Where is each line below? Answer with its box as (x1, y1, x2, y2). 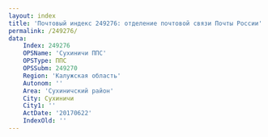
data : (8, 34, 27, 43)
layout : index (8, 11, 57, 20)
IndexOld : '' (23, 117, 67, 125)
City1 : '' (23, 102, 57, 110)
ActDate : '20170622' (23, 110, 92, 118)
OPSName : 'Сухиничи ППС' (23, 49, 107, 57)
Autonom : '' (23, 79, 63, 87)
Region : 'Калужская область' (23, 72, 121, 80)
